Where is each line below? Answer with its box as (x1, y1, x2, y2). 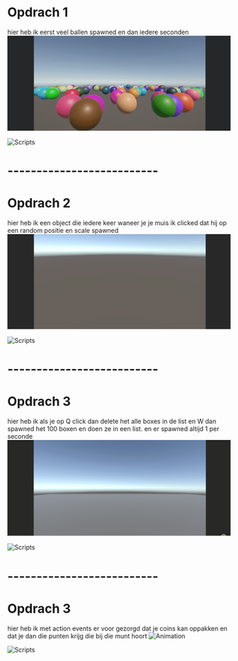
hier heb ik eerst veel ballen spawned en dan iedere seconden (7, 28, 189, 36)
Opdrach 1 (7, 4, 69, 21)
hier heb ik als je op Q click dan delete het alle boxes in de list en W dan (7, 417, 217, 425)
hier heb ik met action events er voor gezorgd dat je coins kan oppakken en (7, 624, 228, 633)
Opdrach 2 (7, 195, 71, 211)
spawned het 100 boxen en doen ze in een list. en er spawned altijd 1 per (7, 424, 220, 433)
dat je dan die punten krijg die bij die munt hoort (7, 631, 147, 640)
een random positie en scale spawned (7, 226, 119, 234)
